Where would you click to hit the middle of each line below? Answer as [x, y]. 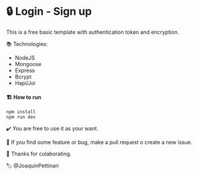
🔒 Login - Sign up [49, 12]
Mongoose [28, 64]
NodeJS [25, 58]
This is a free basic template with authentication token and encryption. [93, 32]
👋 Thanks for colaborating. [39, 154]
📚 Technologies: [27, 44]
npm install [21, 112]
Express [25, 70]
